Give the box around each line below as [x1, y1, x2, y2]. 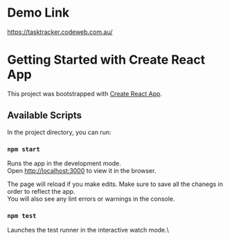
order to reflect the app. [7, 187, 76, 195]
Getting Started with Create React [7, 52, 206, 68]
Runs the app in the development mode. [7, 159, 121, 167]
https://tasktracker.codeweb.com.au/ [7, 28, 113, 36]
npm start [7, 145, 40, 153]
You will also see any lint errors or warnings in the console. [7, 194, 175, 203]
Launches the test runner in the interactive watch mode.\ [7, 226, 170, 234]
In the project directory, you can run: [7, 128, 112, 136]
